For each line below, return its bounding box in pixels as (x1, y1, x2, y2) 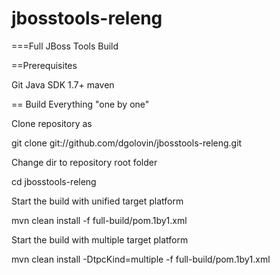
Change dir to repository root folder (11, 156, 158, 168)
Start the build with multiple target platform (11, 233, 189, 246)
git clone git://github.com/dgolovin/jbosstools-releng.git (11, 137, 243, 149)
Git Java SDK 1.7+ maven (11, 78, 115, 91)
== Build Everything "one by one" (11, 98, 150, 110)
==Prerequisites (11, 59, 78, 71)
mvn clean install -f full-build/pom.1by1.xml (11, 214, 188, 226)
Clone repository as (11, 117, 93, 129)
